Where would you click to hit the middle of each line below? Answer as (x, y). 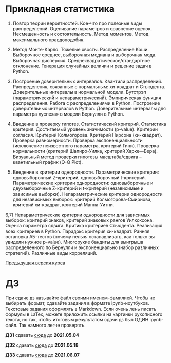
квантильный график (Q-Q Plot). (48, 162)
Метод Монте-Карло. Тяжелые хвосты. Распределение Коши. (81, 49)
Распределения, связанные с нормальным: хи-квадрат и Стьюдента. (89, 87)
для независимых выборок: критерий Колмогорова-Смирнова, (82, 199)
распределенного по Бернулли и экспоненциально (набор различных (82, 247)
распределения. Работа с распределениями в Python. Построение (86, 103)
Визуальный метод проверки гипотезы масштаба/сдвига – (77, 157)
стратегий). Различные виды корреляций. (51, 253)
